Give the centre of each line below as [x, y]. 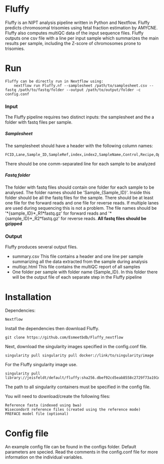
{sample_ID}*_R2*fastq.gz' [32, 219]
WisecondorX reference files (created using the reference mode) [73, 410]
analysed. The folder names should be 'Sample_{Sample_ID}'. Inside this [78, 193]
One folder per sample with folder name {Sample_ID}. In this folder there [85, 272]
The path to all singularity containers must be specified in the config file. [78, 387]
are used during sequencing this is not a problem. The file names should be [81, 208]
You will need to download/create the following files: [58, 397]
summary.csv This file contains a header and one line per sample [78, 256]
